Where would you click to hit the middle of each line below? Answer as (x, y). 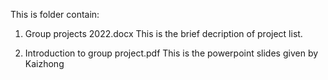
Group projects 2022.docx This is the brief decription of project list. (163, 33)
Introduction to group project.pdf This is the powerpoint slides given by (171, 53)
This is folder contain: (55, 14)
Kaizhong (44, 63)
